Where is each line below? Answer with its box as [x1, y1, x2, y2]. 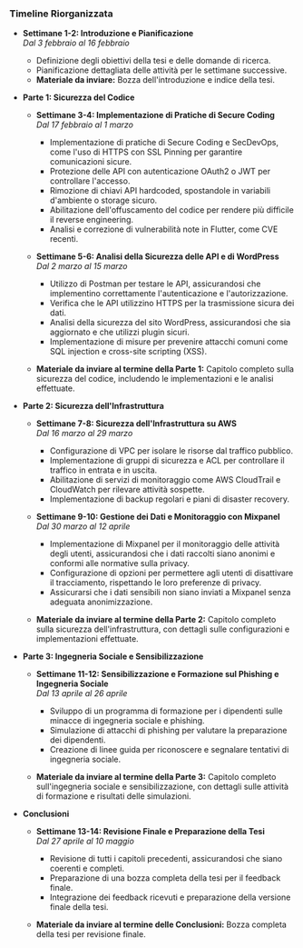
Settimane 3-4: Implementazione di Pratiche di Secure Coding [35, 110, 275, 121]
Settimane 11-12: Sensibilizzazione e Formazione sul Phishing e [35, 669, 279, 680]
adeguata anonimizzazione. [49, 596, 153, 607]
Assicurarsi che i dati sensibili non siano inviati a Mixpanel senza [49, 587, 291, 598]
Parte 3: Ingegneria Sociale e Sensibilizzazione [22, 651, 204, 662]
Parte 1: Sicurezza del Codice [22, 92, 135, 103]
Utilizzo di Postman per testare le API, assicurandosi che [49, 278, 261, 289]
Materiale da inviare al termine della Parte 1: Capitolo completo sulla [35, 364, 295, 374]
